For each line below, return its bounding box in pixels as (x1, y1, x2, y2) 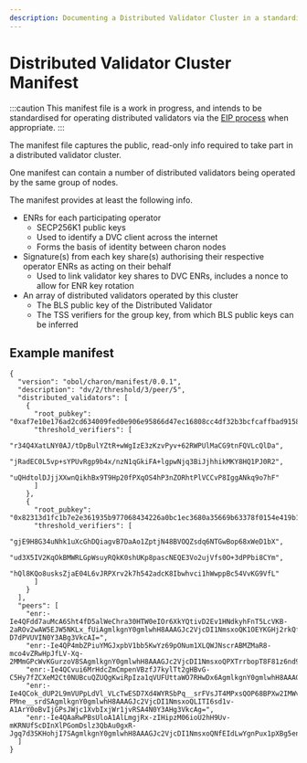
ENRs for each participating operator (22, 212, 162, 223)
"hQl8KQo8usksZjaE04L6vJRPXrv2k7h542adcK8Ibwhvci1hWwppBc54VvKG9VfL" (9, 569, 281, 578)
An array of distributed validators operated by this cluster (22, 290, 239, 301)
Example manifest (9, 344, 114, 361)
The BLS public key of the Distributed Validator (36, 299, 213, 311)
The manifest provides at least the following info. (9, 194, 194, 206)
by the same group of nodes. (9, 176, 119, 187)
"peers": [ (17, 601, 59, 610)
